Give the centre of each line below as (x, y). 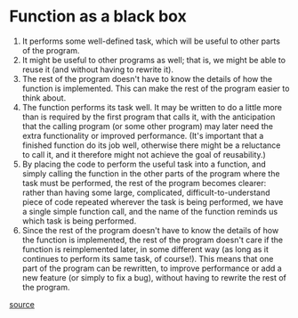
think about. (44, 98)
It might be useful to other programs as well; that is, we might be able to (154, 60)
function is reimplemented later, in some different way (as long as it (145, 249)
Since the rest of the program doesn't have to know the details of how (150, 230)
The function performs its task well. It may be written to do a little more (152, 107)
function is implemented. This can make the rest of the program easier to (156, 88)
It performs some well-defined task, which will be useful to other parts (151, 41)
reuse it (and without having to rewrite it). (97, 69)
